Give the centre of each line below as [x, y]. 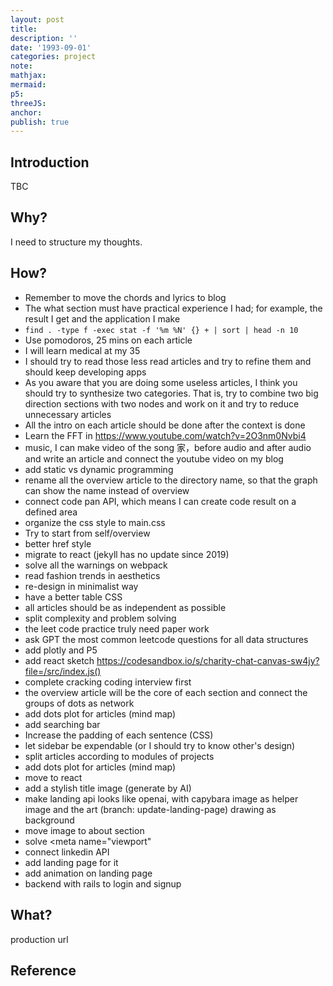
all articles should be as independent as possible [125, 607]
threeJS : [28, 103]
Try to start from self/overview [87, 533]
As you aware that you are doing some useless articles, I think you [161, 382]
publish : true [40, 122]
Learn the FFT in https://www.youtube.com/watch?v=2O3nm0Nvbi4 [165, 435]
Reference [43, 970]
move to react [53, 777]
